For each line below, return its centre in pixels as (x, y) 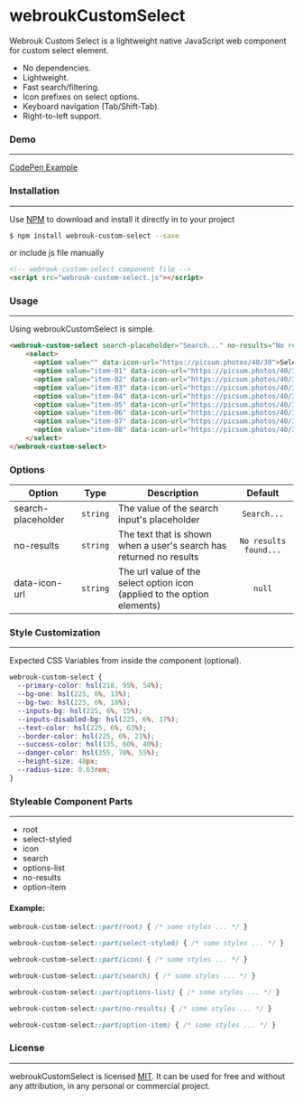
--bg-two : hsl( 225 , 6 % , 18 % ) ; (74, 703)
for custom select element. (59, 50)
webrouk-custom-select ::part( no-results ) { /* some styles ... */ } (141, 1009)
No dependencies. (57, 68)
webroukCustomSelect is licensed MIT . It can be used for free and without (147, 1076)
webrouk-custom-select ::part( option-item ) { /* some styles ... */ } (143, 1025)
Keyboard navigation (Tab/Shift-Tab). (91, 106)
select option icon (156, 583)
